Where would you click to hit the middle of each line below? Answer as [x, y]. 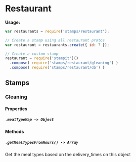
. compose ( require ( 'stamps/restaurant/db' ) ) [57, 68]
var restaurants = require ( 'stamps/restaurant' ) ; [57, 31]
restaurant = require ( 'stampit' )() [42, 58]
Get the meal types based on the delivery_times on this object [68, 154]
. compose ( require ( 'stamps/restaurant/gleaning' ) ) [64, 63]
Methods [15, 131]
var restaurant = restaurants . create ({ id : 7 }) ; [57, 45]
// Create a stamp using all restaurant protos [55, 40]
